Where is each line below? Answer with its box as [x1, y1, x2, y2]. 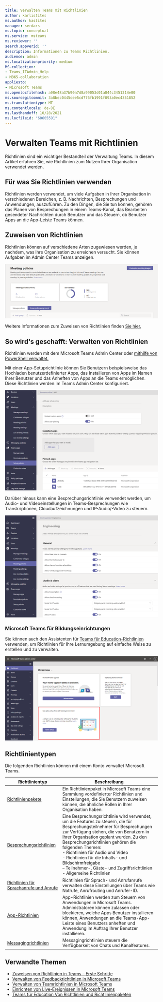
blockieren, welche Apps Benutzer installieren [62, 909, 154, 916]
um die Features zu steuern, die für [62, 819, 132, 825]
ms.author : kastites [5, 18, 47, 23]
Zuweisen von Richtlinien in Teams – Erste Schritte [12, 971, 113, 977]
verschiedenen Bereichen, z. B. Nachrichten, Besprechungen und [5, 196, 136, 202]
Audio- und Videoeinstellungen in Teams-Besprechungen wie [5, 500, 129, 506]
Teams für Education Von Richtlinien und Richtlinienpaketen [12, 992, 131, 998]
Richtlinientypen [5, 750, 56, 758]
